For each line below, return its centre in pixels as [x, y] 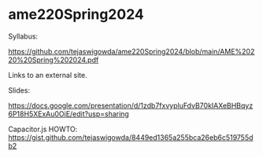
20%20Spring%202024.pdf [54, 60]
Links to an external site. [48, 75]
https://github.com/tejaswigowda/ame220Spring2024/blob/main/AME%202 [131, 51]
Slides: [19, 90]
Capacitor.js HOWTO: [43, 129]
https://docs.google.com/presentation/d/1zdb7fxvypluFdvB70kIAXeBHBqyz [131, 105]
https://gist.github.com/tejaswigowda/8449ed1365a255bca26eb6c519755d [131, 137]
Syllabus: [23, 36]
